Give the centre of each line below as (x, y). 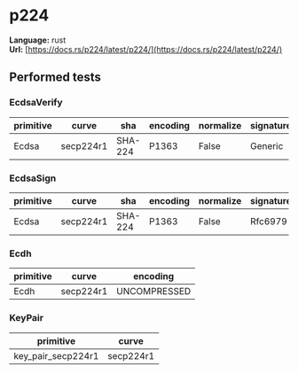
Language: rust (38, 40)
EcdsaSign (33, 178)
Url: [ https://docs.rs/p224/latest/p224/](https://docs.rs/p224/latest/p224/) (146, 49)
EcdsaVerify (36, 103)
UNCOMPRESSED (154, 292)
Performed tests (55, 78)
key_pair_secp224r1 (56, 355)
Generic (267, 145)
